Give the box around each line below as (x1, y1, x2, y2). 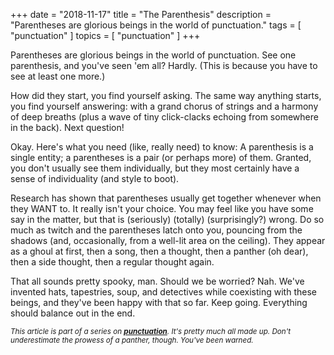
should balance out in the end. (10, 307, 136, 319)
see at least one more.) (10, 70, 106, 82)
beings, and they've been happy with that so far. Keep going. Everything (10, 297, 308, 308)
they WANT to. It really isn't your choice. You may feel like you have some (10, 203, 314, 214)
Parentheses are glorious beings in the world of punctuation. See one (10, 49, 297, 61)
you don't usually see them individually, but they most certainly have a (10, 162, 300, 174)
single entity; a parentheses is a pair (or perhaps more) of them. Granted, (10, 152, 312, 163)
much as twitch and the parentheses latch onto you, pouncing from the (10, 224, 303, 236)
